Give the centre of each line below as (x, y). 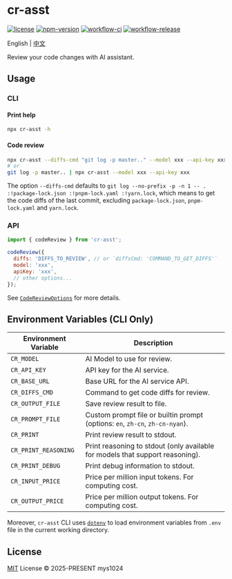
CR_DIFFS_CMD (32, 393)
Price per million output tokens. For (142, 497)
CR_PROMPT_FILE (36, 419)
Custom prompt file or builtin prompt (144, 415)
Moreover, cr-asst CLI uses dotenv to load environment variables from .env (114, 522)
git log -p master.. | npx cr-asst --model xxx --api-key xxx (98, 173)
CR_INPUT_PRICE (36, 481)
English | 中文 (27, 43)
